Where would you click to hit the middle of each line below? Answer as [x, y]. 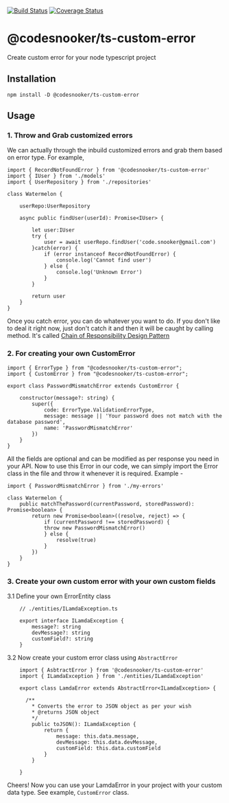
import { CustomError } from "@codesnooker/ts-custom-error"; [98, 374]
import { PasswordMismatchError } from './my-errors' [86, 486]
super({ [43, 404]
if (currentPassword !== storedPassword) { [107, 522]
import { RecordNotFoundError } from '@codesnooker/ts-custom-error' [109, 170]
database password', [37, 422]
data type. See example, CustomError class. [68, 793]
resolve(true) [76, 540]
